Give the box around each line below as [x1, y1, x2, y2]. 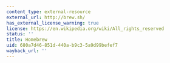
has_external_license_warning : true [6, 20, 99, 26]
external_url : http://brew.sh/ [6, 14, 86, 20]
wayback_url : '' [6, 48, 47, 54]
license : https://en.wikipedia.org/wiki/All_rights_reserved [6, 25, 165, 32]
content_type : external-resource [6, 8, 91, 15]
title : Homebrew [6, 37, 47, 43]
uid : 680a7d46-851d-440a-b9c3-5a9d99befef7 [6, 43, 118, 49]
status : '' [6, 31, 34, 37]
